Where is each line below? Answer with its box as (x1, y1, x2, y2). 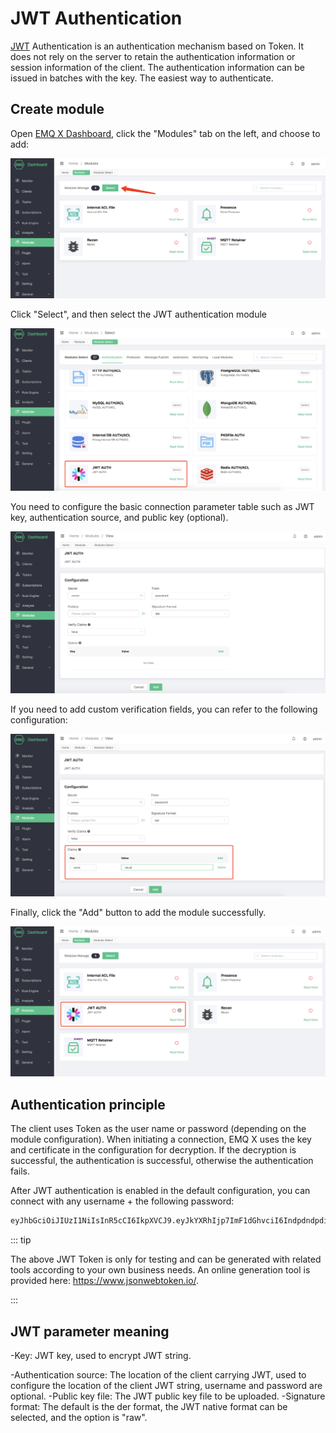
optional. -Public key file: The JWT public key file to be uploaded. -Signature (10, 1390, 326, 1402)
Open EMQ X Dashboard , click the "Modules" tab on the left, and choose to (10, 127, 321, 139)
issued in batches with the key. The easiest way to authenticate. (10, 72, 274, 84)
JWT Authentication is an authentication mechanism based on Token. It (10, 40, 305, 52)
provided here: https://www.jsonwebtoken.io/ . (10, 1275, 200, 1287)
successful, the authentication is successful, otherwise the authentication (10, 1155, 314, 1167)
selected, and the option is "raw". (10, 1411, 148, 1423)
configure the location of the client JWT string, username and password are (10, 1379, 323, 1391)
